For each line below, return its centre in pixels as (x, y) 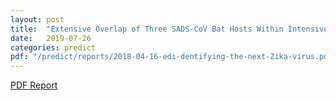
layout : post (37, 19)
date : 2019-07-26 (51, 38)
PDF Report (34, 85)
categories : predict (53, 47)
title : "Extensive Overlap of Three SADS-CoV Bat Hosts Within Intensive (169, 29)
